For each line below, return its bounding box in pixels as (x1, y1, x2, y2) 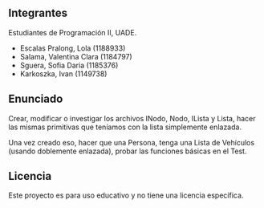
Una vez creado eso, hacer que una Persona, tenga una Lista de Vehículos (8, 137, 255, 147)
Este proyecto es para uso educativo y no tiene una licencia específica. (8, 190, 244, 200)
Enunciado (8, 92, 63, 106)
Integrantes (8, 6, 68, 20)
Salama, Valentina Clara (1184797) (19, 51, 132, 61)
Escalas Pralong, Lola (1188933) (19, 43, 126, 53)
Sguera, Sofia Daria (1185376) (19, 60, 119, 70)
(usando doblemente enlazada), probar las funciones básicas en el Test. (8, 146, 247, 156)
